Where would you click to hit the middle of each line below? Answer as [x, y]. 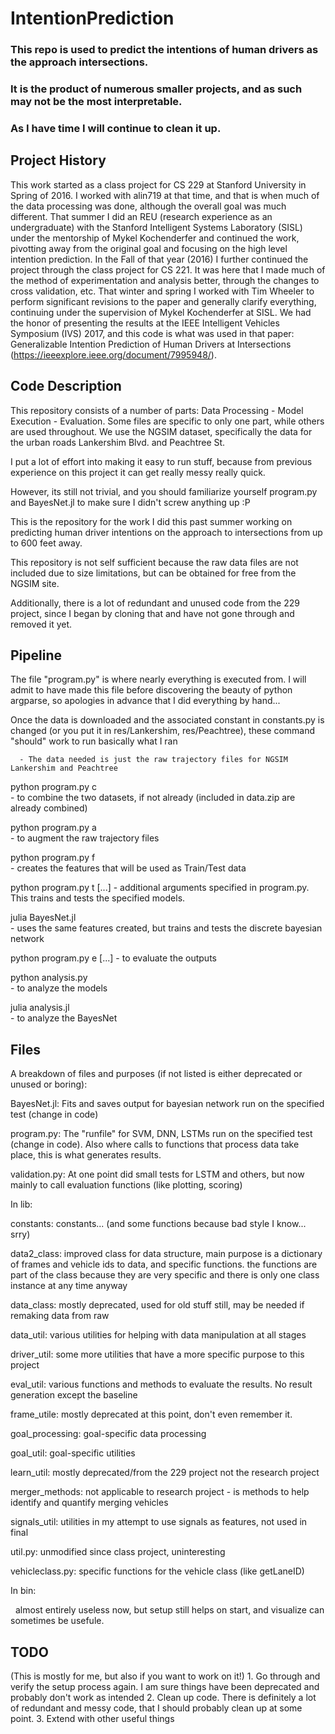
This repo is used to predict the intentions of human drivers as [164, 50]
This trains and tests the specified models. [98, 898]
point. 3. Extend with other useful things [92, 1719]
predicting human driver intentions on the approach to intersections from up [166, 532]
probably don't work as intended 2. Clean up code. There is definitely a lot [163, 1698]
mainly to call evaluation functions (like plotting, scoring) [126, 1185]
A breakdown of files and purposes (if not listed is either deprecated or [156, 1074]
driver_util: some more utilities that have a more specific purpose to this [157, 1354]
